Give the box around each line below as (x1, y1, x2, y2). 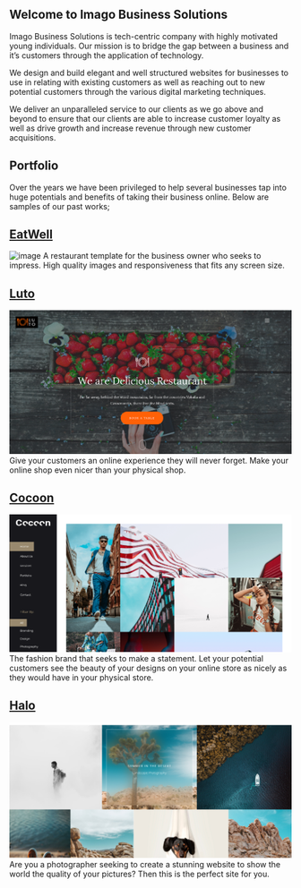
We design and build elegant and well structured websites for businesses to (9, 67, 289, 78)
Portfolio (9, 158, 59, 174)
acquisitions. (9, 132, 56, 142)
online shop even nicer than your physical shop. (9, 465, 186, 475)
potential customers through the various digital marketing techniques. (9, 86, 266, 97)
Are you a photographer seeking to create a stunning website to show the (9, 858, 280, 869)
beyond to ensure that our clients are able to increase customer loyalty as (9, 113, 281, 124)
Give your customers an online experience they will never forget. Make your (9, 455, 289, 465)
